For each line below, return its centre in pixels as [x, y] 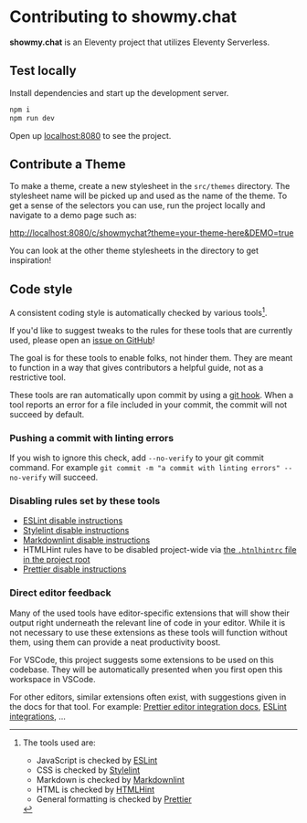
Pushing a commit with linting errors [92, 438]
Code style [41, 289]
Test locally [43, 71]
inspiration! [31, 260]
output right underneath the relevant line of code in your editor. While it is [148, 622]
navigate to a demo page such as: [73, 216]
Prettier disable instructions [74, 569]
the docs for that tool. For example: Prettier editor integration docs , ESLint [148, 706]
